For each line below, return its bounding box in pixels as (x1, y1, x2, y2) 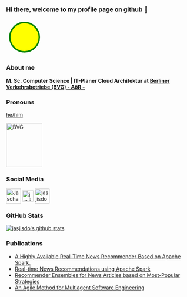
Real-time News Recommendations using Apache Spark (14, 265, 151, 272)
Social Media (6, 175, 44, 183)
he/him (6, 111, 24, 118)
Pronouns (6, 98, 35, 106)
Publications (6, 239, 43, 248)
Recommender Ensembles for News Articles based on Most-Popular (14, 271, 181, 278)
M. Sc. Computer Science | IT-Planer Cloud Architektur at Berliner (6, 77, 170, 84)
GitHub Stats (6, 211, 44, 220)
